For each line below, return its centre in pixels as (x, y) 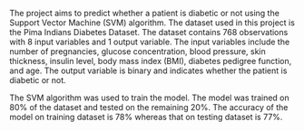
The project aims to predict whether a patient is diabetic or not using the (144, 13)
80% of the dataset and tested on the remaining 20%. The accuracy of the (149, 107)
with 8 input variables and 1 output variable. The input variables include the (150, 42)
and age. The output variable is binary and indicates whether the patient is (148, 70)
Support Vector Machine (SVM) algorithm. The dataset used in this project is (152, 23)
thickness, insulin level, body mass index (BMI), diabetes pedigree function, (151, 61)
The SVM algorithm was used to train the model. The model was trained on (150, 98)
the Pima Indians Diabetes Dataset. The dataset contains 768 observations (149, 32)
